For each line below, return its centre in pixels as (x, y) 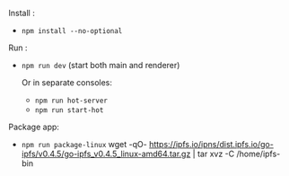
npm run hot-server (71, 101)
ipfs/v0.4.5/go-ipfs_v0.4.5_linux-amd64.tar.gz (106, 154)
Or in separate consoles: (67, 83)
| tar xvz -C (214, 154)
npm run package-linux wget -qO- (84, 144)
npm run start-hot (69, 110)
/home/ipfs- (258, 154)
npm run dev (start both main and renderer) (101, 65)
